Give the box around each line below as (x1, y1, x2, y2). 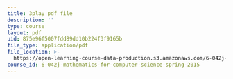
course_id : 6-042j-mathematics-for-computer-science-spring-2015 (7, 61, 200, 68)
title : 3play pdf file (7, 10, 73, 17)
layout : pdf (7, 29, 42, 36)
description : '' (7, 16, 54, 23)
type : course (7, 23, 45, 30)
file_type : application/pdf (7, 42, 89, 49)
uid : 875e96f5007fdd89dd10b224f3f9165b (7, 36, 123, 43)
